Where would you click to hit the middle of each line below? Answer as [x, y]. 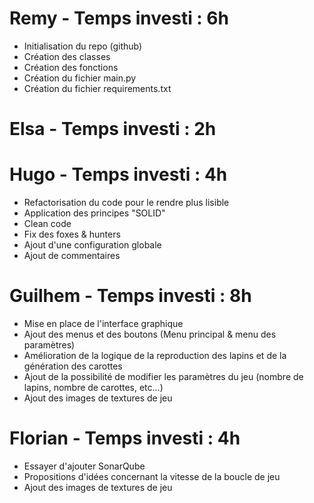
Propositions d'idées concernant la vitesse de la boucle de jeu [152, 476]
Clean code [47, 224]
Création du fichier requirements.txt [97, 88]
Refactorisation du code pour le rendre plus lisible [126, 203]
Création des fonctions [71, 67]
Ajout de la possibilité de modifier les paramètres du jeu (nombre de [163, 376]
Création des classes [67, 56]
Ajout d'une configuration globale [92, 245]
